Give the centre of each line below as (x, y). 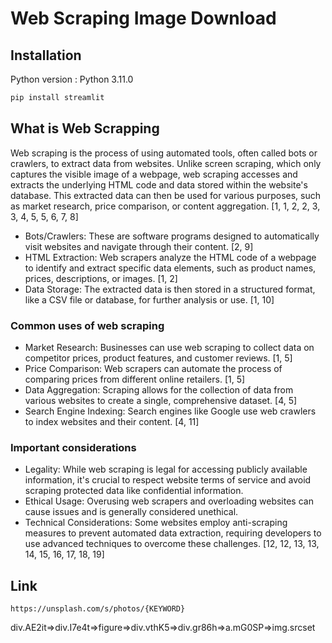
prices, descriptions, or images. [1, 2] (101, 278)
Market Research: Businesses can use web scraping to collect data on (169, 347)
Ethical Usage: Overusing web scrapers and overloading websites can (169, 501)
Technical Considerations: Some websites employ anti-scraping (156, 523)
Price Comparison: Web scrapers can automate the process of (153, 368)
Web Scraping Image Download (143, 18)
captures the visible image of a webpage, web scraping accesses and (154, 174)
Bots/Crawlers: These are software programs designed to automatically (172, 236)
